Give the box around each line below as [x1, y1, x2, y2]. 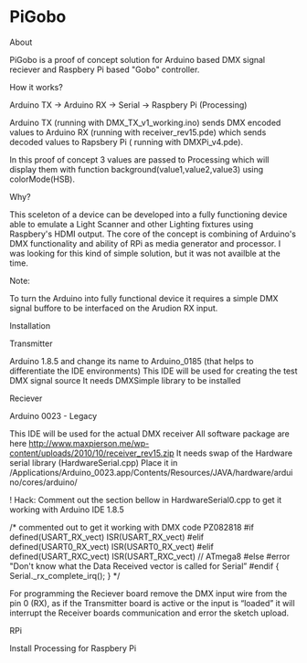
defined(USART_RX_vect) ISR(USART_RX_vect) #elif [9, 531, 205, 542]
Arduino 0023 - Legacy [9, 410, 98, 421]
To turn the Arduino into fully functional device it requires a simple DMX [9, 292, 279, 303]
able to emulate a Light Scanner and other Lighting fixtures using [9, 218, 254, 229]
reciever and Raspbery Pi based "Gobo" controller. [9, 64, 200, 75]
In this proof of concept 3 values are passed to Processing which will [9, 153, 270, 165]
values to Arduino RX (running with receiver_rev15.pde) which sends [9, 126, 267, 138]
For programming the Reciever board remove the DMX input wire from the [9, 587, 288, 599]
